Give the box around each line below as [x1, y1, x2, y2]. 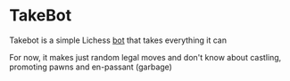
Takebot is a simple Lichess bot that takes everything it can [9, 35, 228, 45]
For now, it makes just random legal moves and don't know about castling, [9, 52, 282, 62]
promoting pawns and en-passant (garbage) [9, 61, 172, 72]
